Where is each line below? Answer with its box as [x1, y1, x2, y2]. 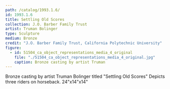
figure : [5, 45, 22, 50]
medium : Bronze [5, 36, 38, 41]
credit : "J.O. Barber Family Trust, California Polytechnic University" [5, 41, 162, 46]
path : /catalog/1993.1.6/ [5, 7, 60, 13]
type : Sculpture [5, 31, 40, 36]
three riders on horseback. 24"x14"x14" [5, 79, 88, 85]
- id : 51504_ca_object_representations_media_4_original [10, 50, 133, 55]
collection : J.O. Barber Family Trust [5, 21, 87, 27]
